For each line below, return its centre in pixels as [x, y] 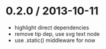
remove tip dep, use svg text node [57, 33]
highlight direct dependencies [51, 27]
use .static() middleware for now [55, 40]
